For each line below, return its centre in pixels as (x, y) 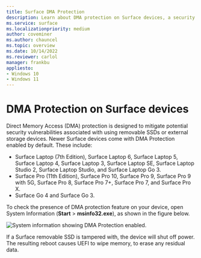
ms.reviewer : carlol (32, 57)
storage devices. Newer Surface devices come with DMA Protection (91, 139)
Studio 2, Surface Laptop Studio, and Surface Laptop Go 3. (88, 170)
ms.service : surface (32, 23)
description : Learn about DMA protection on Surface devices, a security (101, 18)
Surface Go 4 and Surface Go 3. (55, 195)
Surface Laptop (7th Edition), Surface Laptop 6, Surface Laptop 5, (96, 157)
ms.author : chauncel (32, 40)
